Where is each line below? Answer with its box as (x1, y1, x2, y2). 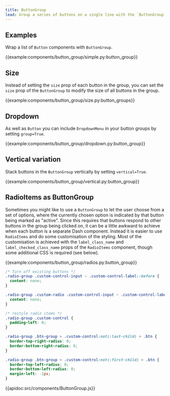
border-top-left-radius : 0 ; (10, 362, 69, 367)
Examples (5, 31, 37, 39)
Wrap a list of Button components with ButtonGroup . (5, 44, 113, 51)
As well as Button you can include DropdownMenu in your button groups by (5, 125, 157, 131)
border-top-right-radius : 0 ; (10, 339, 71, 344)
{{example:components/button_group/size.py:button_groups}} (5, 97, 135, 104)
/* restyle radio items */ (5, 311, 62, 316)
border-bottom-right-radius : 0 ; (10, 343, 78, 348)
